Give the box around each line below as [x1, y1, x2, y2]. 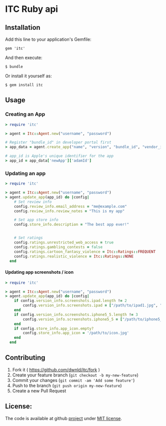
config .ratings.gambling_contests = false [14, 244, 103, 249]
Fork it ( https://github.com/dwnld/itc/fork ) [12, 366, 100, 372]
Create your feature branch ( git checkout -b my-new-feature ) [12, 372, 139, 378]
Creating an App [5, 111, 45, 118]
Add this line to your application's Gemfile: [5, 36, 91, 42]
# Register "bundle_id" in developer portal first [5, 140, 112, 145]
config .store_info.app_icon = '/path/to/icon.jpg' [23, 331, 129, 336]
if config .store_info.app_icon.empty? [14, 326, 94, 331]
